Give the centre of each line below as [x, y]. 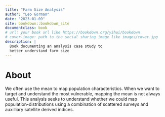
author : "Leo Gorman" [27, 14]
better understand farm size [40, 51]
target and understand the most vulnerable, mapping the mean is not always [83, 94]
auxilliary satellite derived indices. [40, 110]
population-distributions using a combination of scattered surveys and [77, 104]
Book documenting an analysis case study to [56, 46]
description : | [21, 42]
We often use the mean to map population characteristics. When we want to [82, 88]
